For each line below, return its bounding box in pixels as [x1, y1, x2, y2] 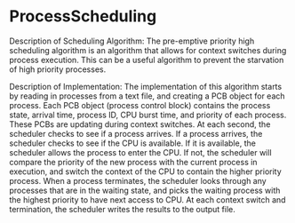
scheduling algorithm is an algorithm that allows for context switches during [9, 44, 287, 55]
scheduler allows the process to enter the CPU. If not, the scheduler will [9, 147, 273, 157]
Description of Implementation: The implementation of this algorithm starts [9, 81, 283, 92]
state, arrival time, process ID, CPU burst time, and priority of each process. [9, 109, 287, 120]
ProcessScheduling [9, 6, 157, 27]
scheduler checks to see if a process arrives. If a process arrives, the [9, 128, 263, 139]
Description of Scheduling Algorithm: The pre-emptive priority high [9, 36, 255, 46]
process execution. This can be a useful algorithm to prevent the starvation [9, 54, 284, 65]
